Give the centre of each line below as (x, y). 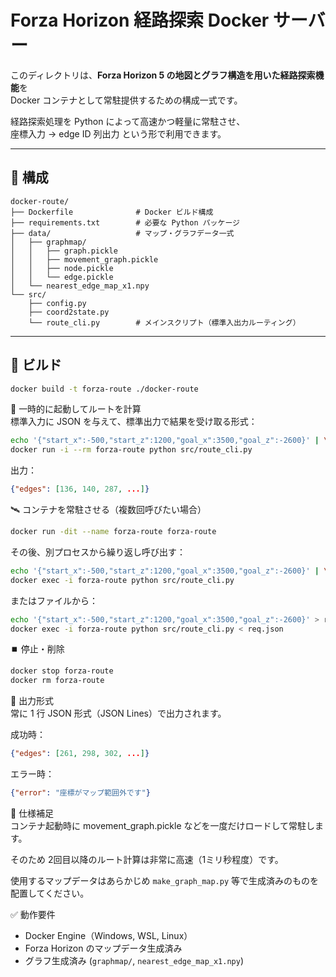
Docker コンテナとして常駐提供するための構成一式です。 (126, 100)
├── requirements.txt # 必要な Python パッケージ (125, 222)
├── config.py (57, 303)
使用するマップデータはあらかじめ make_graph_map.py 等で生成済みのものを (165, 880)
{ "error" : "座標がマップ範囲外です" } (80, 793)
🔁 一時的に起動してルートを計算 (76, 409)
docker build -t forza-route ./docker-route (104, 389)
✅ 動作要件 (33, 914)
